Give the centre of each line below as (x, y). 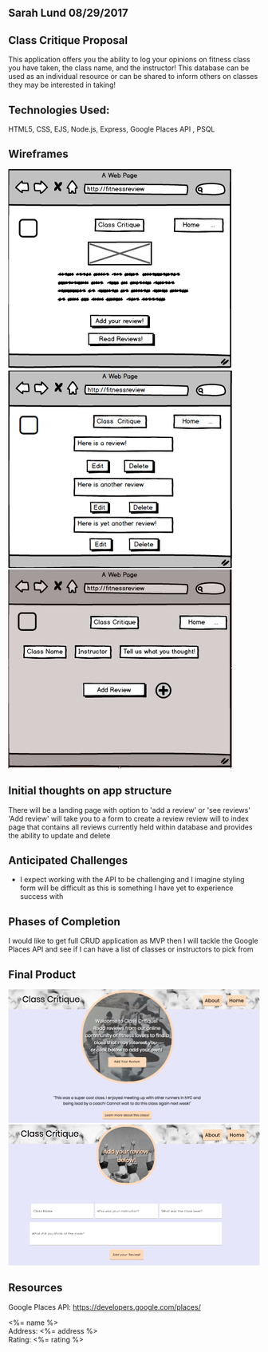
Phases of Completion (65, 922)
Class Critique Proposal (68, 40)
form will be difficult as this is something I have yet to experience (126, 888)
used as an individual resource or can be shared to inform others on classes (133, 77)
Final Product (42, 974)
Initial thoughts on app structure (90, 791)
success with (41, 897)
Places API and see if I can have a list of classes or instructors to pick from (131, 949)
